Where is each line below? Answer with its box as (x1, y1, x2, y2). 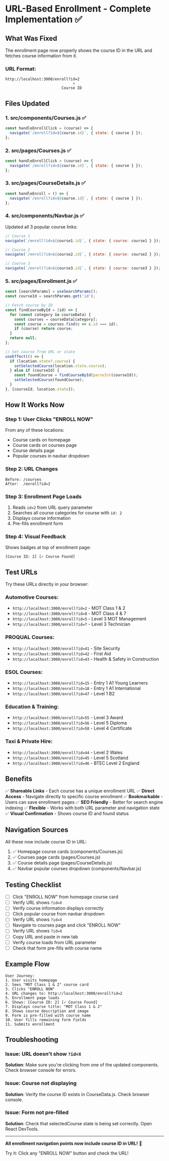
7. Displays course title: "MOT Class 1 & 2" (5, 1004, 102, 1009)
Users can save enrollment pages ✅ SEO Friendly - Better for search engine (5, 799, 163, 805)
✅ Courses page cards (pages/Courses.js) (12, 854, 101, 861)
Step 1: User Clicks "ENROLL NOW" (5, 416, 94, 423)
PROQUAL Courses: (5, 634, 55, 641)
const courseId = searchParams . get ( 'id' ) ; (5, 294, 96, 299)
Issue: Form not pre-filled (5, 1109, 69, 1116)
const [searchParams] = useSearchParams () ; (5, 289, 98, 294)
